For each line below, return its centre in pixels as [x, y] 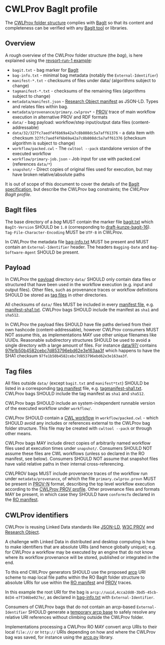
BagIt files [21, 210]
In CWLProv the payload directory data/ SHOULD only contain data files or [81, 279]
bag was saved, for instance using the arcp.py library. [59, 637]
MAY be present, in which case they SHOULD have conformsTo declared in [80, 495]
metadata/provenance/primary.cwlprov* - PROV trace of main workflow [84, 112]
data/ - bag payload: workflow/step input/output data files [71, 122]
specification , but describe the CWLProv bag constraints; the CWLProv [77, 189]
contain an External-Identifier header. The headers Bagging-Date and [77, 247]
